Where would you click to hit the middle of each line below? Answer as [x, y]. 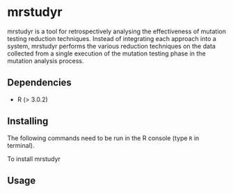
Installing [28, 121]
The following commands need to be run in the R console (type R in [103, 138]
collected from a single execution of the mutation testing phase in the [107, 53]
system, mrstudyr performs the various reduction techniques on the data [111, 46]
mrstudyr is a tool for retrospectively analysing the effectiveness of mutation [116, 31]
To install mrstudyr [34, 159]
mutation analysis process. [46, 60]
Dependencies [39, 83]
